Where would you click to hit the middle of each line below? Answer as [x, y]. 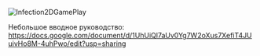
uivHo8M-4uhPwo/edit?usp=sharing [67, 44]
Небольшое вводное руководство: [66, 27]
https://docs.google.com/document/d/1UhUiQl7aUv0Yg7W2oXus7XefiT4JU [130, 35]
